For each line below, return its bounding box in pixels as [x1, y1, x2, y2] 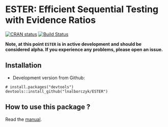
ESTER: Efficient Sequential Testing [5, 4, 159, 15]
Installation [5, 61, 42, 70]
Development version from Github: [12, 75, 85, 81]
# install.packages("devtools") [5, 84, 74, 89]
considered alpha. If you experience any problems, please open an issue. [5, 46, 163, 52]
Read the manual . [5, 116, 42, 122]
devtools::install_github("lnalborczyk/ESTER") [5, 89, 108, 94]
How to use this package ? [5, 103, 91, 111]
